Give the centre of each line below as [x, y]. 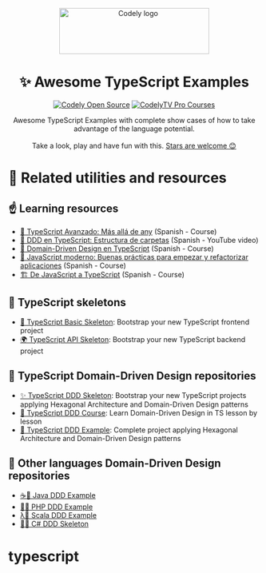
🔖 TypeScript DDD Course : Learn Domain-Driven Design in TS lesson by [139, 412]
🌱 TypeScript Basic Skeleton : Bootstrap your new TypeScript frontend [135, 322]
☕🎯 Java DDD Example [58, 495]
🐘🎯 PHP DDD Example [56, 507]
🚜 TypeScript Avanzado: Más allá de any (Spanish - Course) [118, 231]
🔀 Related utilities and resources [118, 178]
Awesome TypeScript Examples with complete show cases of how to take [134, 120]
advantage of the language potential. [134, 129]
